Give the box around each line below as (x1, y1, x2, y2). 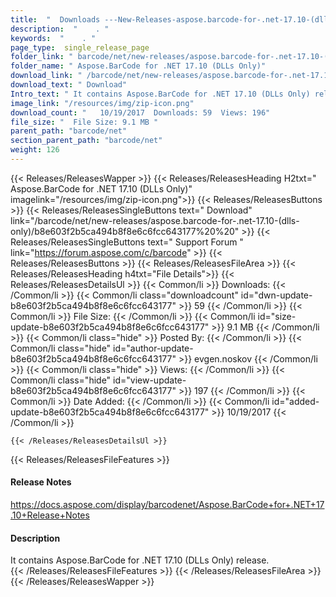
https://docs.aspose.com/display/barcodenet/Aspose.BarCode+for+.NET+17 (10, 499, 325, 511)
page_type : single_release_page (10, 42, 150, 53)
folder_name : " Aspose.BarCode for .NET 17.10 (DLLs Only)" (10, 61, 267, 71)
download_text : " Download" (10, 80, 128, 90)
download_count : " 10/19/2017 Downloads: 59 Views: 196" (10, 107, 271, 118)
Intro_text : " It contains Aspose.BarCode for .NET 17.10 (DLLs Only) (10, 89, 311, 99)
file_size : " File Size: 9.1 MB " (10, 117, 159, 127)
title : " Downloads (10, 14, 101, 25)
